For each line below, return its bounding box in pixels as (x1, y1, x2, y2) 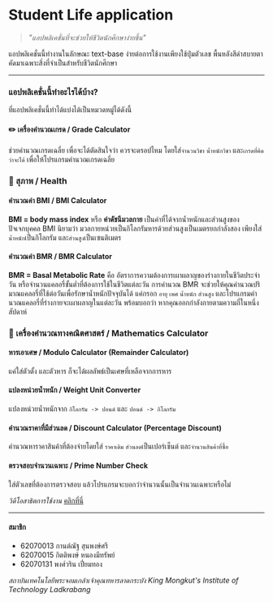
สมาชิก (8, 522, 27, 532)
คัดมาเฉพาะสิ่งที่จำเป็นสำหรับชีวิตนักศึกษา (8, 58, 118, 67)
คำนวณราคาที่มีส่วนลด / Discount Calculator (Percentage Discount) (8, 422, 222, 432)
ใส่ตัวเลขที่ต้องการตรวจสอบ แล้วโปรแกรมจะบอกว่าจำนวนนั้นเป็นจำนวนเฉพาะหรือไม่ (8, 479, 232, 489)
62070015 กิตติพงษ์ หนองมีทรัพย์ (19, 550, 115, 560)
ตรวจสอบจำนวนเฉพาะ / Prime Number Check (8, 461, 149, 470)
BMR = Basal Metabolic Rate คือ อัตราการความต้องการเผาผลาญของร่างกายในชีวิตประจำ (8, 270, 260, 279)
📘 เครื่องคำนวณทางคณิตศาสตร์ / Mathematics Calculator (8, 327, 209, 339)
